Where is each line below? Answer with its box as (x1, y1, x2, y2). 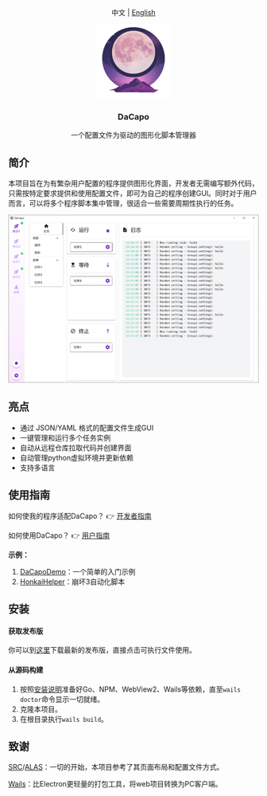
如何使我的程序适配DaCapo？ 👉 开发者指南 (8, 511, 152, 520)
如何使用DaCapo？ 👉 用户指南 (8, 530, 110, 540)
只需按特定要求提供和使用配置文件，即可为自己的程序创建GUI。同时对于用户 (8, 189, 257, 198)
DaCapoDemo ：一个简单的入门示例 (19, 567, 136, 576)
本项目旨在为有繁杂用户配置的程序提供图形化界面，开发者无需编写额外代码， (8, 178, 259, 188)
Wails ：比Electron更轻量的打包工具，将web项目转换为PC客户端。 (8, 779, 222, 789)
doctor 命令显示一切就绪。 (19, 694, 105, 704)
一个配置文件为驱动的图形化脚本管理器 (71, 131, 196, 140)
